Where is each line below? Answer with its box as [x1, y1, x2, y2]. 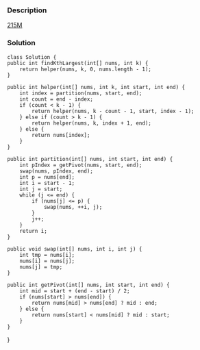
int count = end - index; [19, 95, 94, 103]
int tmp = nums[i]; [19, 251, 75, 258]
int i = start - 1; [19, 179, 75, 186]
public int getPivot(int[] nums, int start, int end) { [7, 282, 170, 288]
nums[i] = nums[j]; [19, 258, 75, 264]
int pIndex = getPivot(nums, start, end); [19, 162, 142, 168]
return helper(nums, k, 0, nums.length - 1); [19, 66, 152, 73]
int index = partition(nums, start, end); [19, 90, 142, 97]
